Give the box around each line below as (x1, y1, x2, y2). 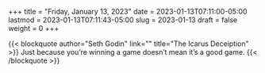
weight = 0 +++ (8, 24, 60, 33)
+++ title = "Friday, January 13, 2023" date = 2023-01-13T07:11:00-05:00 (8, 7, 248, 16)
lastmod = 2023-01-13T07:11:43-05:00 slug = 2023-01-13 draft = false (8, 15, 238, 25)
